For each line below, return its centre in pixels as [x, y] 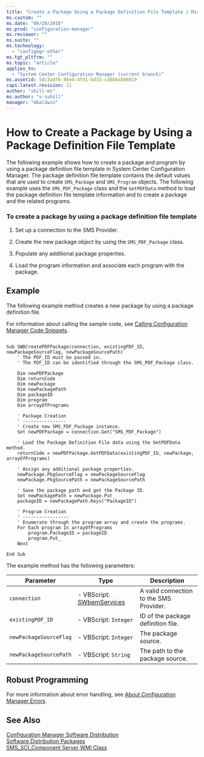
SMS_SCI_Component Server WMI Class [57, 748]
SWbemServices [101, 602]
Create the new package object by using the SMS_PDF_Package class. [100, 241]
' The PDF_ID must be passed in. [59, 357]
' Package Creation [42, 416]
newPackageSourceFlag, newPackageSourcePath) [65, 352]
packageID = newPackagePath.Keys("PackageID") [77, 501]
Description [167, 580]
